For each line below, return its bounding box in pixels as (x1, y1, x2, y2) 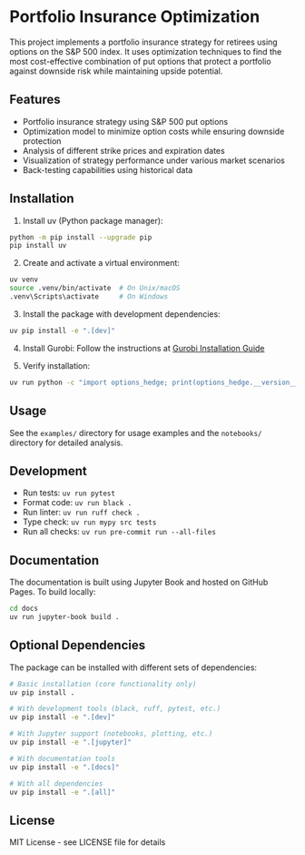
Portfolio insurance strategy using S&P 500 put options (22, 116, 229, 127)
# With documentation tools (9, 754, 116, 763)
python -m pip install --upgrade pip (9, 232, 152, 242)
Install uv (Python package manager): (22, 215, 163, 226)
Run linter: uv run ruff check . (22, 507, 141, 518)
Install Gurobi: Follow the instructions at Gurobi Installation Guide (22, 342, 265, 353)
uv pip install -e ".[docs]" (9, 762, 120, 771)
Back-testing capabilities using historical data (22, 164, 193, 175)
